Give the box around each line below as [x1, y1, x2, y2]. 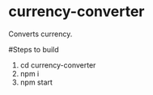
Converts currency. [8, 29, 73, 39]
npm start [19, 77, 53, 87]
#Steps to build [8, 44, 59, 54]
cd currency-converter [19, 60, 96, 70]
